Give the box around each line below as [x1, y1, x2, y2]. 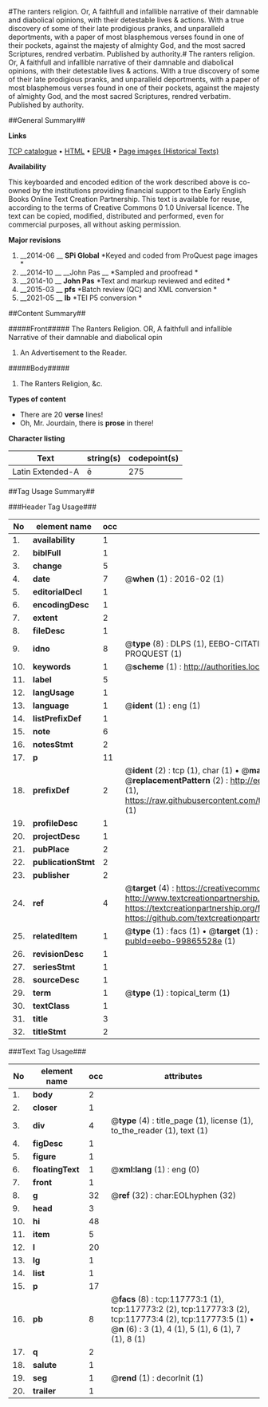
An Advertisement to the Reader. [19, 348, 128, 358]
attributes [164, 1071, 203, 1081]
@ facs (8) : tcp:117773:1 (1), [110, 1294, 224, 1304]
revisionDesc [33, 949, 84, 959]
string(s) [86, 453, 121, 464]
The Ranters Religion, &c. [19, 379, 103, 388]
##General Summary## [8, 116, 85, 124]
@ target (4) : [124, 883, 175, 893]
